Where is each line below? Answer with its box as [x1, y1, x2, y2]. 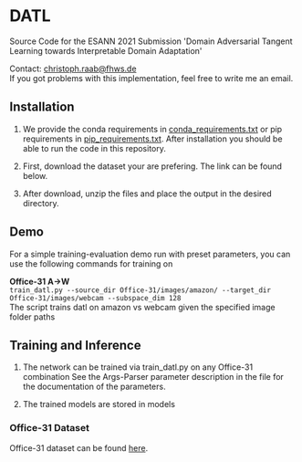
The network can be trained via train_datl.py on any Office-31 [22, 362, 254, 373]
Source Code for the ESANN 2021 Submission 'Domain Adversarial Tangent [9, 36, 294, 47]
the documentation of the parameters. [22, 381, 166, 393]
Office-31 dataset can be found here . [9, 442, 149, 453]
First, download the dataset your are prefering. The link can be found [22, 161, 283, 172]
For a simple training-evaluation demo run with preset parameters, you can [9, 248, 291, 259]
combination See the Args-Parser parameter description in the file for [22, 372, 285, 383]
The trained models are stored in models [22, 399, 176, 410]
